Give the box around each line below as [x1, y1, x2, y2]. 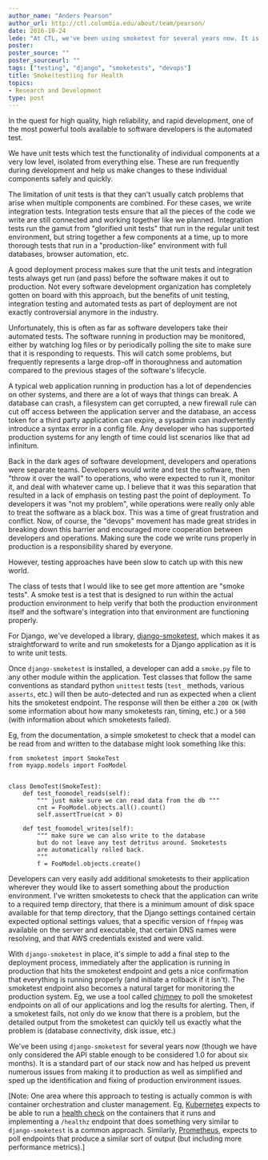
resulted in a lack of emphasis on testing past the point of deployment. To [8, 490, 251, 500]
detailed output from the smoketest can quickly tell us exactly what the [8, 1017, 242, 1028]
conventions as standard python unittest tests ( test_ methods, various [8, 681, 245, 690]
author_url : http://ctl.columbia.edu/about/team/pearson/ [8, 19, 206, 27]
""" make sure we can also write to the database [37, 832, 206, 840]
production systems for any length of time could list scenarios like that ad [8, 433, 250, 442]
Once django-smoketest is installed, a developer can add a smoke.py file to [8, 664, 251, 674]
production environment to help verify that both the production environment [8, 599, 258, 608]
